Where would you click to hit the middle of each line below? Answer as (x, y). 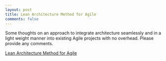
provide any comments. (29, 44)
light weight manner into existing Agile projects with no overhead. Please (79, 38)
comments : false (22, 19)
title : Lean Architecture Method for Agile (51, 14)
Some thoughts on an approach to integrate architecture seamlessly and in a (83, 33)
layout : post (19, 10)
